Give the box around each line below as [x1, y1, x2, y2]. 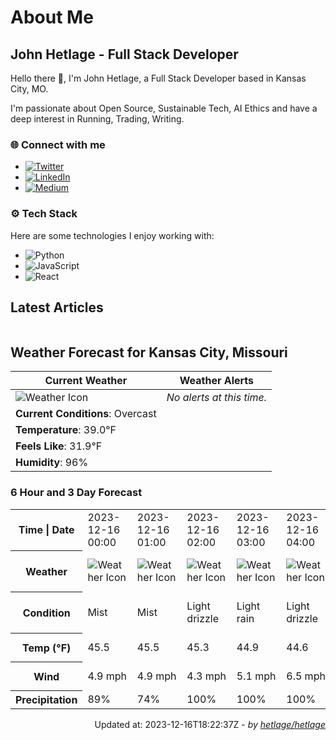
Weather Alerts [179, 374, 255, 388]
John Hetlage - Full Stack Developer [10, 46, 239, 63]
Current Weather [44, 374, 128, 388]
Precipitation [15, 693, 78, 707]
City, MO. [10, 83, 49, 95]
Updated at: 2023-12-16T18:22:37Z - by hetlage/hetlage [94, 719, 326, 731]
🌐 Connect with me [10, 137, 106, 151]
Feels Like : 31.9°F [15, 439, 103, 453]
